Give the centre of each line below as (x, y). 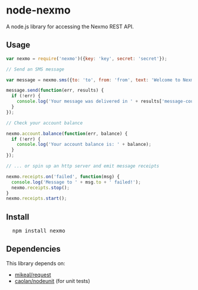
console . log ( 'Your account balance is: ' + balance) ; (84, 145)
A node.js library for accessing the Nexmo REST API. (70, 26)
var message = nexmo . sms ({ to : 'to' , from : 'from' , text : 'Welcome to (93, 80)
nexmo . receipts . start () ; (37, 199)
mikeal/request (33, 275)
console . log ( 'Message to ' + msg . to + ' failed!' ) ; (76, 182)
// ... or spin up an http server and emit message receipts (83, 166)
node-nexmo (38, 10)
